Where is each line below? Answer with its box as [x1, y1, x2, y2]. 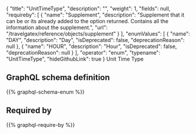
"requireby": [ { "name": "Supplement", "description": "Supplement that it [6, 11, 185, 18]
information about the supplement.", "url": [6, 24, 108, 31]
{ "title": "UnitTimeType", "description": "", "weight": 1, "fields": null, [6, 5, 171, 12]
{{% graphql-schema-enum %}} [6, 88, 85, 95]
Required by [6, 106, 52, 116]
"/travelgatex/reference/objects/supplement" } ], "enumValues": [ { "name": [6, 30, 191, 37]
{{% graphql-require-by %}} [6, 121, 75, 128]
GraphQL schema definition [6, 72, 110, 82]
